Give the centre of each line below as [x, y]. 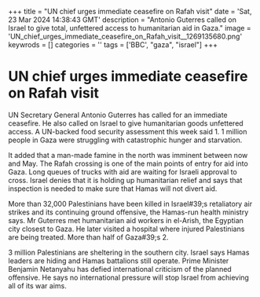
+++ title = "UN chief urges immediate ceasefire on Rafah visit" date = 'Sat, [130, 11]
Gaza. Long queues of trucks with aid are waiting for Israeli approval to [123, 171]
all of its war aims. [37, 285]
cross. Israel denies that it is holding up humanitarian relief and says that [125, 180]
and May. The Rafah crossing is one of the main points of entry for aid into [128, 163]
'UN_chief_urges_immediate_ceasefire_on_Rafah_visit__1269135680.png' [125, 36]
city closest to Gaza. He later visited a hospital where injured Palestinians [126, 229]
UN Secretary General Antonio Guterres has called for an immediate [118, 115]
